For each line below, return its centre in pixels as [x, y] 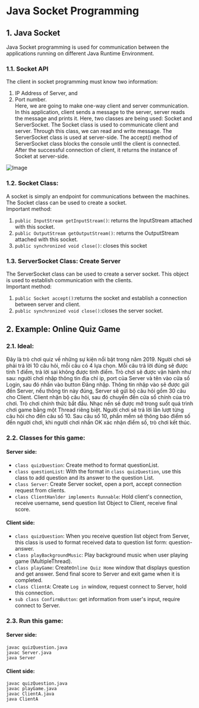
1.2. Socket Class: [32, 184]
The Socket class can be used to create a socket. [67, 203]
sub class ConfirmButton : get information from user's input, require [97, 599]
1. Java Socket [33, 33]
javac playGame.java [32, 689]
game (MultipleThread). [43, 561]
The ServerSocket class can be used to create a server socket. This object [97, 274]
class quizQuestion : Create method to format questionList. [87, 465]
